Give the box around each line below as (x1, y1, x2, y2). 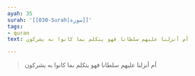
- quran (7, 29, 30, 37)
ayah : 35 (7, 10, 33, 17)
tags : (7, 23, 23, 30)
